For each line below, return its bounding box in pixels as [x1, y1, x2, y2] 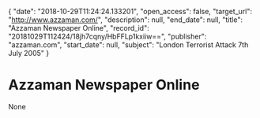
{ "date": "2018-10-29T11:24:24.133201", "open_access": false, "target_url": [8, 7, 253, 16]
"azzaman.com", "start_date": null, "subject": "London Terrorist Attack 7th [8, 40, 249, 50]
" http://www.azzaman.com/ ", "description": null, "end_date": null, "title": [8, 15, 243, 24]
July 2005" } [8, 49, 50, 57]
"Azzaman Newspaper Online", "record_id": [8, 24, 149, 32]
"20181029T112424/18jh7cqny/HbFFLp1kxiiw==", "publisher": [8, 31, 207, 41]
